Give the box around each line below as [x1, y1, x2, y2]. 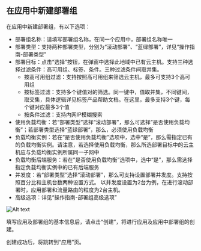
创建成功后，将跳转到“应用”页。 [6, 238, 85, 246]
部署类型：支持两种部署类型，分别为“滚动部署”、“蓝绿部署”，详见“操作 [14, 43, 190, 50]
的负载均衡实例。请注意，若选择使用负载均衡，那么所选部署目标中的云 [14, 141, 189, 148]
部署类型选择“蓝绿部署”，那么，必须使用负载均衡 [32, 126, 154, 133]
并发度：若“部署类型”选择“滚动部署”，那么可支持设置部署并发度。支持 [14, 171, 188, 178]
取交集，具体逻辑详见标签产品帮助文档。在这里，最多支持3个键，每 [23, 96, 191, 103]
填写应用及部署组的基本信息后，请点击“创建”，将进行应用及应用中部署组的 [6, 218, 190, 225]
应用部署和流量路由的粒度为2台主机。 [31, 186, 124, 193]
